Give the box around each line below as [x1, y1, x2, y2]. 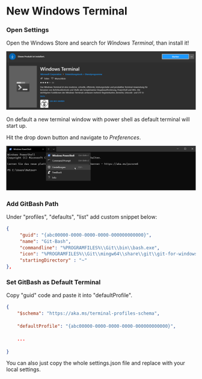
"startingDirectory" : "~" [19, 257, 87, 263]
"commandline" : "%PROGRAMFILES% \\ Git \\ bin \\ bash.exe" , [19, 245, 161, 251]
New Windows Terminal [6, 4, 127, 18]
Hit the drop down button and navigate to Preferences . [6, 134, 141, 141]
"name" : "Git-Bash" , [19, 238, 71, 245]
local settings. [6, 366, 41, 373]
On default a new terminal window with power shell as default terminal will [6, 116, 191, 123]
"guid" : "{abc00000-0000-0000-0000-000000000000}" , [19, 232, 152, 238]
